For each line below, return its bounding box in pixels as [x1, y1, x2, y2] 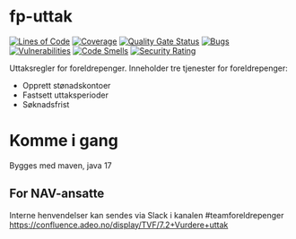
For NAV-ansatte [9, 186, 105, 201]
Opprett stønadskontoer [22, 80, 111, 90]
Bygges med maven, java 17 [9, 159, 112, 171]
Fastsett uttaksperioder [22, 90, 109, 100]
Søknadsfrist [22, 98, 70, 109]
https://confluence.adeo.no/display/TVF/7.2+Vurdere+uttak [9, 219, 229, 230]
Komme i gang [9, 131, 118, 151]
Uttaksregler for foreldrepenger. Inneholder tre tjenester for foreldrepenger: [9, 63, 289, 73]
